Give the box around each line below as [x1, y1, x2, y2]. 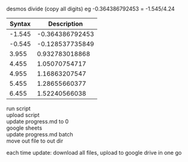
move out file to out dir [6, 137, 63, 144]
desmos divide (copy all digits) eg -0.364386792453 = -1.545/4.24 [6, 5, 175, 12]
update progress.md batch [6, 131, 73, 138]
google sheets [6, 124, 43, 132]
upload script [6, 111, 40, 118]
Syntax [9, 19, 31, 28]
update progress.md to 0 [6, 118, 69, 125]
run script [6, 105, 31, 112]
